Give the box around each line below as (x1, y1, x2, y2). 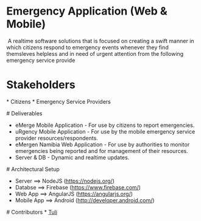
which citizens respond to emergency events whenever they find (6, 44, 169, 51)
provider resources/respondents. (15, 134, 99, 141)
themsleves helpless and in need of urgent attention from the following (6, 50, 184, 57)
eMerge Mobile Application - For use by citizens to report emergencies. (15, 121, 195, 129)
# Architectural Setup (6, 165, 60, 172)
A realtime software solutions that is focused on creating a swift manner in (7, 37, 194, 44)
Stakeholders (6, 78, 76, 92)
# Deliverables (6, 109, 43, 117)
